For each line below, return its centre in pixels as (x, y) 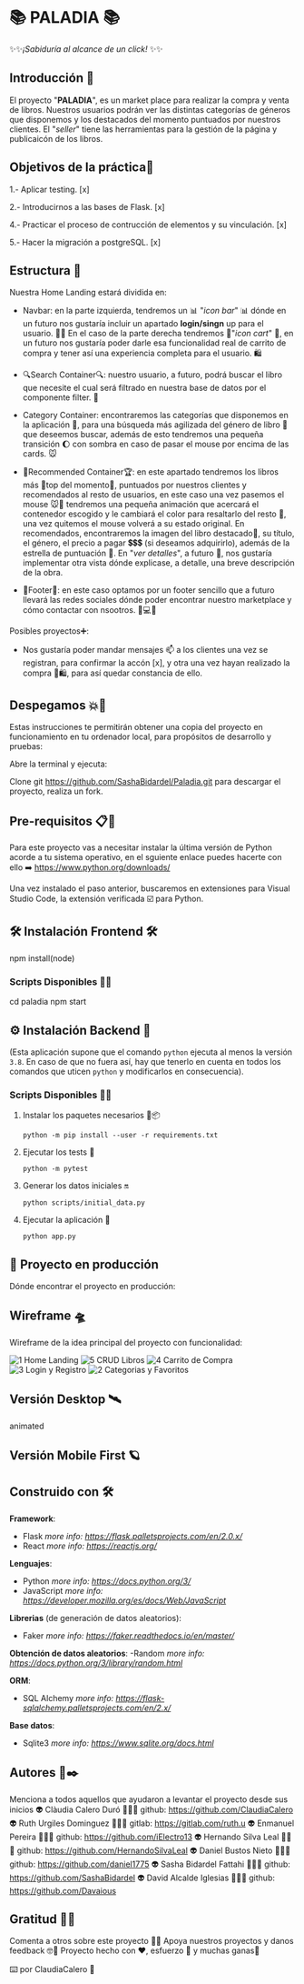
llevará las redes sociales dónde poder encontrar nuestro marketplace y (157, 600)
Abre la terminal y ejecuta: (59, 764)
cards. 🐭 (39, 454)
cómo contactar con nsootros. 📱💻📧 (89, 610)
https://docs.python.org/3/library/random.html (96, 1663)
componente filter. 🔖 (60, 397)
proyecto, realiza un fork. (56, 791)
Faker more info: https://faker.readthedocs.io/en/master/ (128, 1635)
